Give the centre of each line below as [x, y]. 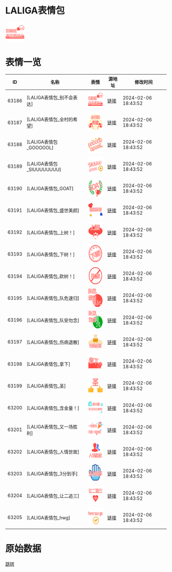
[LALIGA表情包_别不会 [50, 98]
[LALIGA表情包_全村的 [50, 119]
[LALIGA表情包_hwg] [48, 517]
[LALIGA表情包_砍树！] [51, 276]
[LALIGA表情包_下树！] [51, 254]
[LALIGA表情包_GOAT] [50, 189]
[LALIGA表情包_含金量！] [53, 408]
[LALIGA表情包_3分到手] [52, 474]
